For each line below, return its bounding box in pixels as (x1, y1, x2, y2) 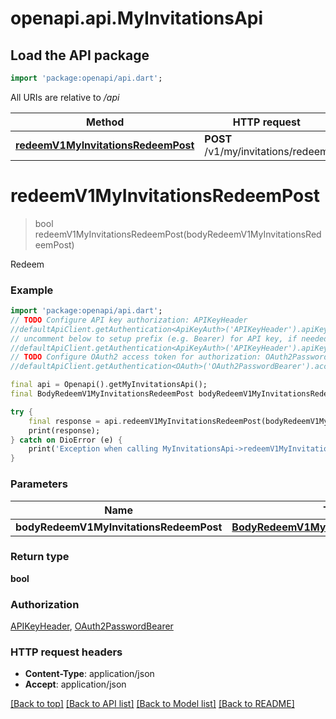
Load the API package (10, 47, 150, 64)
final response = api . (28, 416, 123, 426)
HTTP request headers (10, 645, 123, 659)
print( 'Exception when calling (28, 444, 159, 454)
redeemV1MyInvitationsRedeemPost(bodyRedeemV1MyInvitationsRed (34, 228, 322, 240)
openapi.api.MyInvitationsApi (10, 7, 264, 30)
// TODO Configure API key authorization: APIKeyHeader (10, 315, 248, 325)
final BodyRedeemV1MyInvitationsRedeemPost (10, 389, 195, 399)
